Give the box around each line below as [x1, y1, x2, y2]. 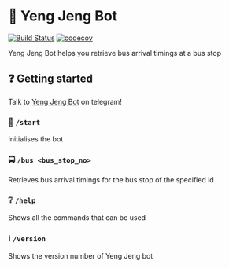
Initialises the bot [8, 134, 64, 144]
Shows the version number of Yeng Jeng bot [8, 251, 153, 260]
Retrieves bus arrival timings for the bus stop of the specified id [8, 175, 214, 185]
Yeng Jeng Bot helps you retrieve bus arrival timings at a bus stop [8, 48, 222, 57]
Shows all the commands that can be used [8, 212, 146, 222]
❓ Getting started [8, 72, 93, 86]
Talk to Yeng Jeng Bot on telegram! [8, 97, 122, 106]
